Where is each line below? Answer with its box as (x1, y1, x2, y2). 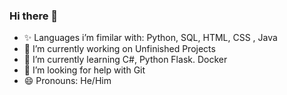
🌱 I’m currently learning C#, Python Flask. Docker (23, 54, 228, 66)
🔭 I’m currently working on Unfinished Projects (23, 43, 216, 55)
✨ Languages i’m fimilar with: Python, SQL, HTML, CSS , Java (23, 32, 278, 44)
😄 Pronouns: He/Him (23, 75, 112, 87)
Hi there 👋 (9, 9, 59, 23)
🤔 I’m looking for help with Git (23, 64, 146, 76)
